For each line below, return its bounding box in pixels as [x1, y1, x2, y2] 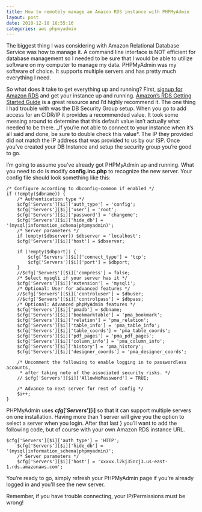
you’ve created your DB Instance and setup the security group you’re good [6, 143, 192, 150]
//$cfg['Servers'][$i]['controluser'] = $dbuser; [17, 291, 144, 297]
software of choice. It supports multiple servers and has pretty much [6, 67, 176, 75]
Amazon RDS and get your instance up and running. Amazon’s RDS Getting [6, 92, 192, 99]
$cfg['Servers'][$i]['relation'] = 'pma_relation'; [17, 317, 149, 324]
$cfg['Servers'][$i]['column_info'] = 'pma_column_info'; [17, 338, 165, 345]
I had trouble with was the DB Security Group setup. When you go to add [6, 105, 186, 112]
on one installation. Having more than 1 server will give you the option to [6, 413, 185, 421]
